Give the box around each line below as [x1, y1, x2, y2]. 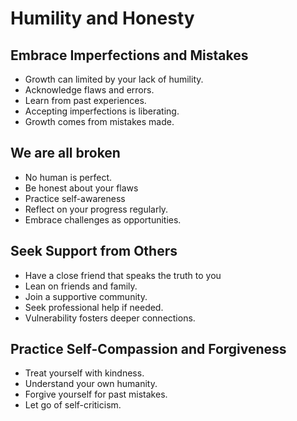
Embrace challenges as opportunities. [24, 213, 182, 226]
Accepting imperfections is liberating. [24, 105, 180, 117]
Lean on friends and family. [24, 280, 138, 292]
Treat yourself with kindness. [24, 367, 145, 379]
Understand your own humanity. [24, 378, 158, 390]
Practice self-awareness [24, 192, 126, 204]
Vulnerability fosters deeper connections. [24, 312, 196, 324]
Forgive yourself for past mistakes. [24, 388, 168, 401]
